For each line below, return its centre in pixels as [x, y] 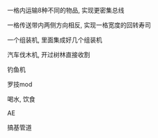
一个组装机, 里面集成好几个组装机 [55, 40]
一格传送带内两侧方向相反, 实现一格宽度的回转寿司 [79, 25]
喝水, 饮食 [21, 99]
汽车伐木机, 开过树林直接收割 [49, 55]
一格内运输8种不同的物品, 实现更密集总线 [66, 10]
